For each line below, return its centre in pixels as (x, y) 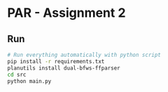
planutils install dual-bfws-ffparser (64, 68)
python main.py (29, 81)
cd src (17, 74)
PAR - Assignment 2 (66, 13)
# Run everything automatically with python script (84, 55)
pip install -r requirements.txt (56, 61)
